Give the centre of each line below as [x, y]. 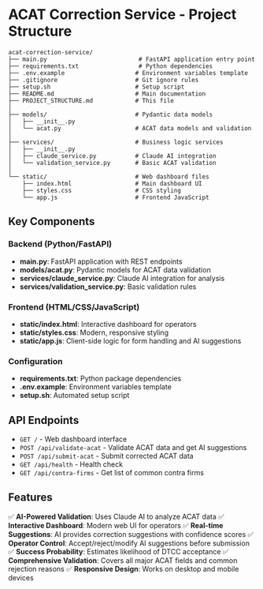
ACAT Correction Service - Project [122, 15]
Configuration [35, 361]
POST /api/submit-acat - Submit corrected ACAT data [107, 456]
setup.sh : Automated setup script [74, 396]
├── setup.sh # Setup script [96, 87]
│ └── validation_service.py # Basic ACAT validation [112, 163]
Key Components [52, 221]
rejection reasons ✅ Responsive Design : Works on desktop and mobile [124, 568]
